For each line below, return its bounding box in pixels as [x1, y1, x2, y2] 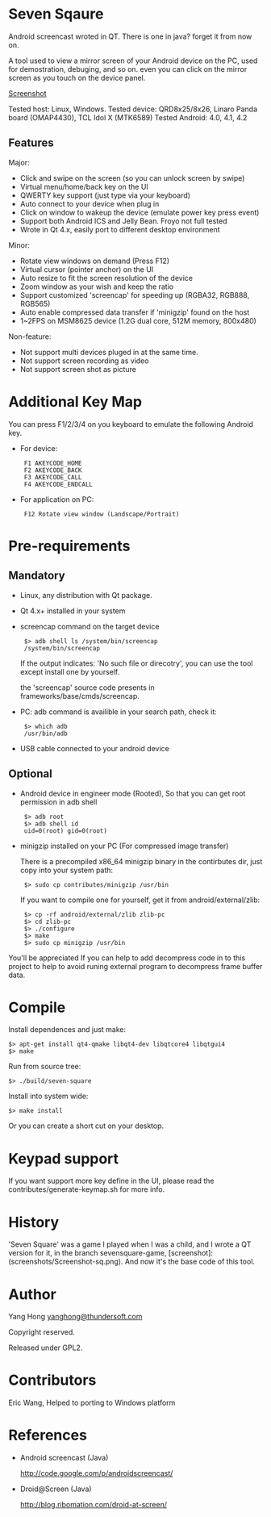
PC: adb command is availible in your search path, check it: [19, 707, 218, 717]
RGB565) [19, 299, 51, 308]
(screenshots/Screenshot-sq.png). [8, 1256, 123, 1267]
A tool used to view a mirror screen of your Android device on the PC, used [8, 56, 258, 65]
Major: [8, 157, 30, 167]
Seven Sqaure [8, 5, 104, 23]
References [8, 1426, 87, 1444]
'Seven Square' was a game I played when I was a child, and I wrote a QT [8, 1239, 252, 1249]
